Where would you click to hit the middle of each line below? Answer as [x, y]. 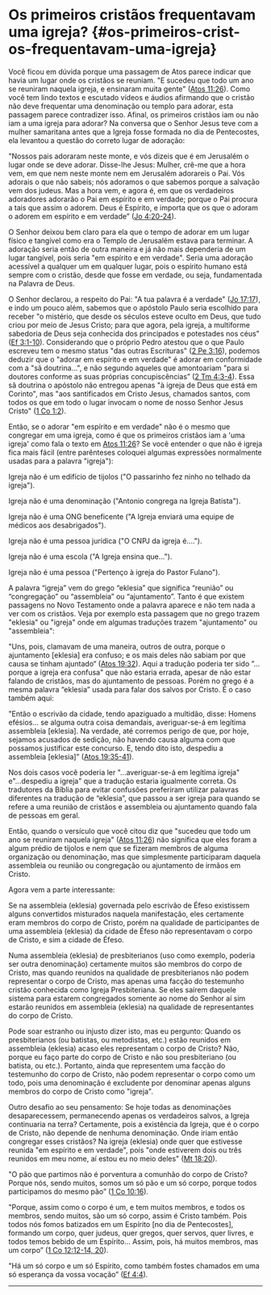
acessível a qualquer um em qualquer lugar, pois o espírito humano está [128, 266]
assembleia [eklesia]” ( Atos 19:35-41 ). [71, 756]
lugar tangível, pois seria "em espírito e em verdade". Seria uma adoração [131, 257]
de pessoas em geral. [44, 815]
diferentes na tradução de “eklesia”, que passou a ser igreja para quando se [134, 798]
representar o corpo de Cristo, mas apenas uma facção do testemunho [126, 981]
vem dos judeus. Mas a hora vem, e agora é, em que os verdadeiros [121, 190]
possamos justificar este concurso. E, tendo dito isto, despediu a [116, 748]
